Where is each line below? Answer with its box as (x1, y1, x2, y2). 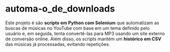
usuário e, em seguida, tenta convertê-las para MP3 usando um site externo (5, 30, 165, 36)
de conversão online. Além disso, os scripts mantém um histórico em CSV (5, 36, 162, 42)
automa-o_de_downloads (5, 3, 116, 15)
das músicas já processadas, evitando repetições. (5, 41, 110, 47)
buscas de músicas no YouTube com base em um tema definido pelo (5, 25, 150, 31)
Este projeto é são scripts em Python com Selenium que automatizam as (5, 20, 159, 26)
